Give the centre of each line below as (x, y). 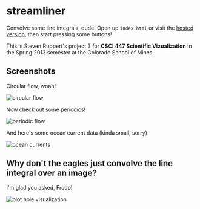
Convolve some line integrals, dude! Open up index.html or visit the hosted (100, 28)
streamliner (36, 11)
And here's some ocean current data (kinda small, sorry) (77, 133)
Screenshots (31, 72)
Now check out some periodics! (46, 109)
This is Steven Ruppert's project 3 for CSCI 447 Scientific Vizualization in (99, 46)
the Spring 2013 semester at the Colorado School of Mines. (80, 52)
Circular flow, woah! (31, 86)
